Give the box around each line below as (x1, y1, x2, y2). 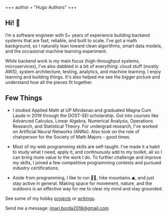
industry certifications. (12, 165, 59, 171)
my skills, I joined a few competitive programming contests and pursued (12, 159, 161, 165)
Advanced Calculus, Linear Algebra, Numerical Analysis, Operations (12, 118, 153, 124)
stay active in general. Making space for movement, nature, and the (12, 180, 152, 186)
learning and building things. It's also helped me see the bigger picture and (5, 74, 160, 80)
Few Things (5, 94, 43, 102)
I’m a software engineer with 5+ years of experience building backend (5, 32, 150, 38)
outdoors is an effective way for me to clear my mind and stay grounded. (12, 185, 163, 191)
